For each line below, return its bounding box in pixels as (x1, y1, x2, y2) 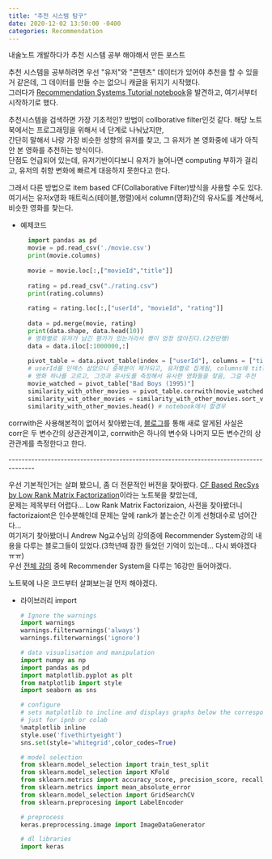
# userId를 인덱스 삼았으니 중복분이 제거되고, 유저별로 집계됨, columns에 (28, 365, 249, 373)
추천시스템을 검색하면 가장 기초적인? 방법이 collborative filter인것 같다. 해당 (8, 115, 248, 125)
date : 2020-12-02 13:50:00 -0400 (8, 19, 121, 28)
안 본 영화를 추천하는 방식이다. (8, 145, 104, 155)
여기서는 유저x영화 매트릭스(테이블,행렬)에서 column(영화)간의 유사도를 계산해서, (8, 193, 264, 203)
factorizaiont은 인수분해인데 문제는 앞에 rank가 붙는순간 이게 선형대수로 (8, 510, 236, 519)
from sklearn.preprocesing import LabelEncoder (19, 798, 184, 806)
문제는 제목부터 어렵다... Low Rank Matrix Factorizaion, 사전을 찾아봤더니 (8, 500, 243, 510)
